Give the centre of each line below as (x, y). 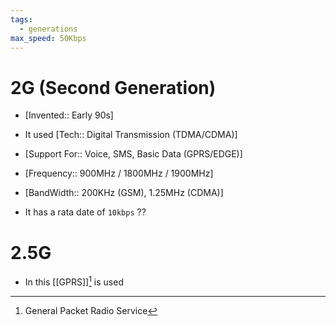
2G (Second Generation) (113, 87)
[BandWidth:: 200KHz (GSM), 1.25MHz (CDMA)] (124, 193)
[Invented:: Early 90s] (69, 115)
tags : (21, 19)
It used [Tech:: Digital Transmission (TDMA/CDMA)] (131, 135)
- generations (48, 29)
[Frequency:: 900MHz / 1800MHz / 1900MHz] (119, 173)
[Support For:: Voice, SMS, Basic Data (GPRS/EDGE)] (133, 154)
